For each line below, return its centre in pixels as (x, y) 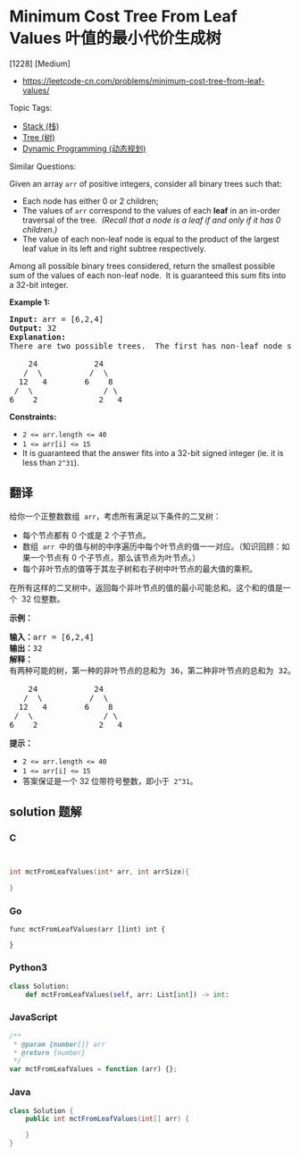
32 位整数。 (43, 599)
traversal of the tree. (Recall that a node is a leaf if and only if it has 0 (151, 220)
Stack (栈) (41, 126)
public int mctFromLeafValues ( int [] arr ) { (108, 1119)
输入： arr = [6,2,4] (52, 637)
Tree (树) (38, 137)
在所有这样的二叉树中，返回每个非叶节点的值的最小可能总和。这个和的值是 (146, 587)
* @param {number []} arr (59, 1044)
